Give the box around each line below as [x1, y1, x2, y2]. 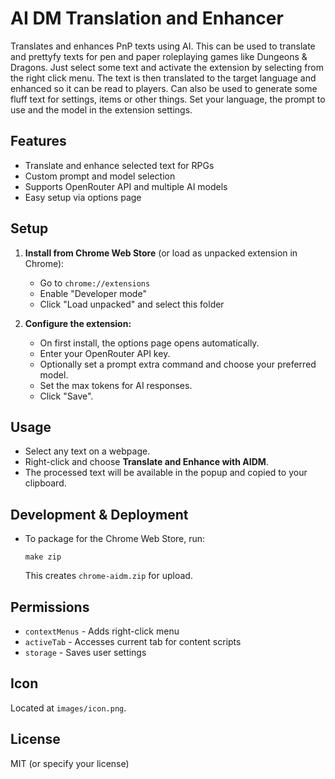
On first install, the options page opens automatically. [39, 337, 260, 349]
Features [10, 133, 67, 150]
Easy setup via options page [24, 191, 142, 203]
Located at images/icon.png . [10, 702, 127, 714]
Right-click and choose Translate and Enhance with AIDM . [24, 456, 269, 468]
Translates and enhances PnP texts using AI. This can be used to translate [10, 40, 316, 52]
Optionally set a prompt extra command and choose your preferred [39, 358, 317, 370]
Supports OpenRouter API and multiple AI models [24, 180, 228, 192]
